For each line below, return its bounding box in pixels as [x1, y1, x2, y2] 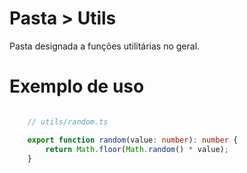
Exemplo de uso [9, 75, 145, 98]
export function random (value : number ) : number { [27, 135, 239, 145]
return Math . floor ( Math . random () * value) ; [45, 144, 229, 154]
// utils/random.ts [27, 117, 109, 127]
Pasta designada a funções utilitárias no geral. [9, 40, 201, 52]
